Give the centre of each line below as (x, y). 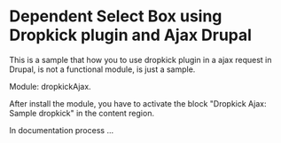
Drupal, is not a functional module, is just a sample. (102, 69)
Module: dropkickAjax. (50, 86)
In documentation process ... (61, 130)
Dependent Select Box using (116, 16)
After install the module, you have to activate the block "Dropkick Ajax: (138, 103)
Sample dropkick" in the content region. (82, 113)
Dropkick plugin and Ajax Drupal (131, 35)
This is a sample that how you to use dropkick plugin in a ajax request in (140, 60)
